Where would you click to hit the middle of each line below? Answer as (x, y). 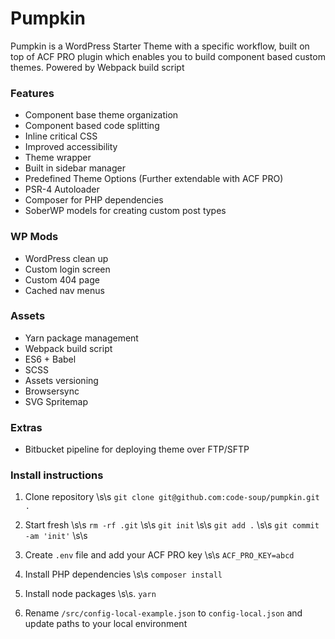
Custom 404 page (62, 279)
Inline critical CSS (61, 136)
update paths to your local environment (106, 624)
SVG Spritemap (56, 401)
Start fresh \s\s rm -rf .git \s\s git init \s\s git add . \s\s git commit (172, 525)
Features (32, 93)
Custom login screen (67, 269)
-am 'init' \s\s (56, 536)
